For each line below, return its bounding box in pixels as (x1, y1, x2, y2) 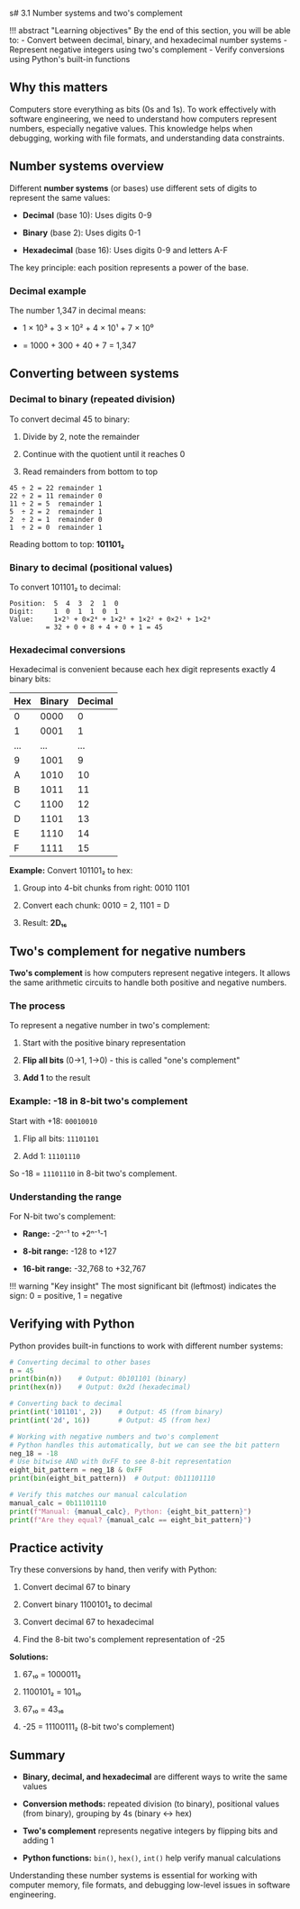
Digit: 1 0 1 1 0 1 (9, 607, 119, 616)
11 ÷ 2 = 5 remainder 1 (9, 499, 103, 508)
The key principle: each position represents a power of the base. (9, 261, 250, 273)
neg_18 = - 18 (9, 1448, 59, 1458)
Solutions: (9, 1651, 50, 1662)
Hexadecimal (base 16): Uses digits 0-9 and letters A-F (22, 244, 228, 255)
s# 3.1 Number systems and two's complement (9, 8, 183, 18)
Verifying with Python (9, 1316, 135, 1332)
